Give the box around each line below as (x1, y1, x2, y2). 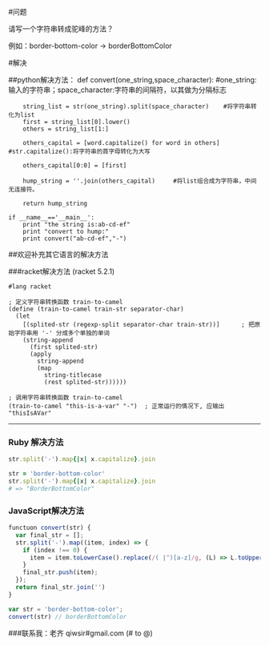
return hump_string (22, 199, 88, 207)
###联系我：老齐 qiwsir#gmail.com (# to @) (8, 628, 154, 638)
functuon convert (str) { (8, 524, 91, 532)
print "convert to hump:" (22, 227, 110, 235)
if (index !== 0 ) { (22, 546, 88, 554)
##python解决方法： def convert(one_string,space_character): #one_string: (8, 75, 257, 84)
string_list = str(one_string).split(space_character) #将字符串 (22, 102, 251, 110)
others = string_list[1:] (22, 125, 110, 133)
